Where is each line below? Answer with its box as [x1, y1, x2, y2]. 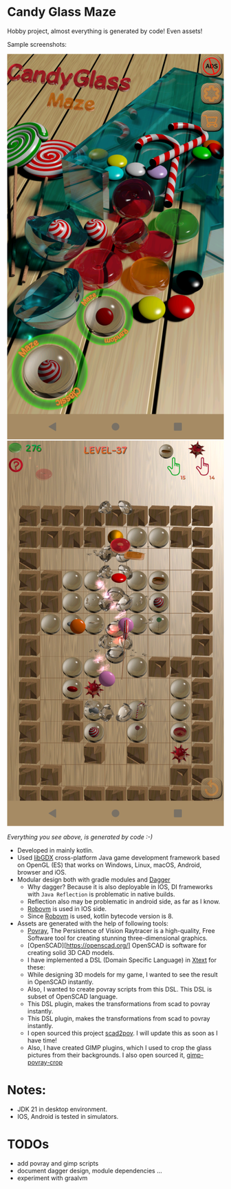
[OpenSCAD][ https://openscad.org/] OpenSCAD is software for [27, 941, 207, 950]
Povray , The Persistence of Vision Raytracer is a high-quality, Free [27, 926, 215, 934]
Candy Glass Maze [7, 4, 117, 20]
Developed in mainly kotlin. [16, 846, 94, 854]
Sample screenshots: [7, 40, 67, 48]
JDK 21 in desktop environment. [16, 1105, 108, 1113]
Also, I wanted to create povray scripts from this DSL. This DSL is [27, 985, 212, 993]
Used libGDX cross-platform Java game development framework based [16, 853, 220, 861]
